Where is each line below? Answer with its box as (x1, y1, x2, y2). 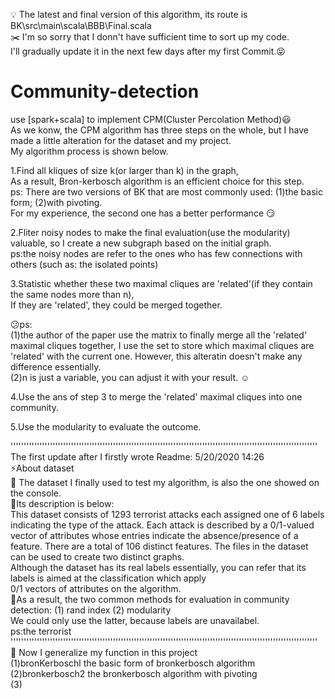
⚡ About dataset (10, 462, 75, 474)
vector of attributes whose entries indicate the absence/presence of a (10, 529, 299, 541)
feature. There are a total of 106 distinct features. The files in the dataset (10, 540, 309, 552)
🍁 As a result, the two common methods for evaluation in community (10, 593, 290, 605)
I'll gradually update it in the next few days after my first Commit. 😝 (10, 45, 286, 57)
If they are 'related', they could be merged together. (10, 299, 223, 311)
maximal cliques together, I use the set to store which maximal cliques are (10, 339, 315, 351)
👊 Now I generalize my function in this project (10, 646, 198, 658)
